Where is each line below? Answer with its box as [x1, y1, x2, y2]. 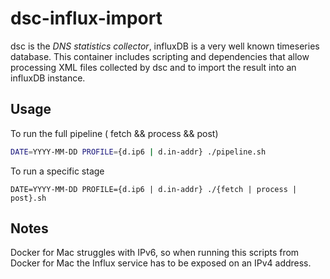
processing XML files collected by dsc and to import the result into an [10, 61, 297, 73]
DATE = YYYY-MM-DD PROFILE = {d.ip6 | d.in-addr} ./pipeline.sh [10, 147, 267, 157]
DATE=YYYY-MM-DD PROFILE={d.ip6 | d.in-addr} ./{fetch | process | [10, 184, 298, 194]
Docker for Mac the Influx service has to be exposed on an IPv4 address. [10, 257, 312, 269]
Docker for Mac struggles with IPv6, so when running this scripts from [10, 247, 300, 259]
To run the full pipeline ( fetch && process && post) [10, 127, 219, 139]
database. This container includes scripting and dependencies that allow [10, 50, 310, 62]
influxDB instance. [10, 72, 86, 84]
